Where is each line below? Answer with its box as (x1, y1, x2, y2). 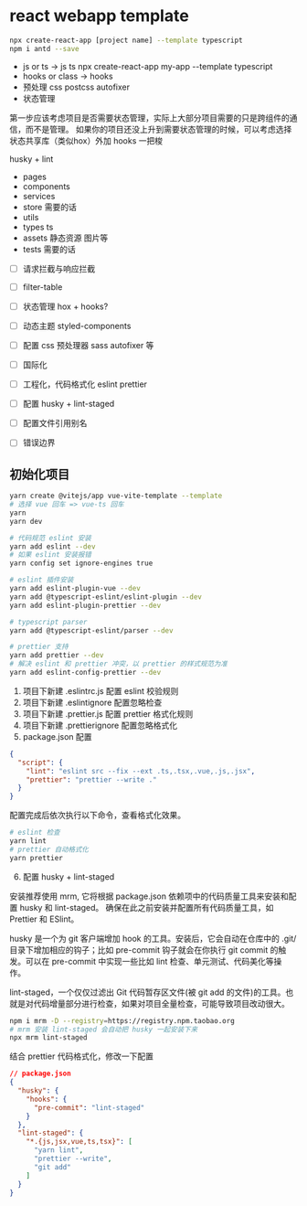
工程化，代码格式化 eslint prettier (22, 379, 148, 390)
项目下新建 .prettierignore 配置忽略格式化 (22, 720, 178, 731)
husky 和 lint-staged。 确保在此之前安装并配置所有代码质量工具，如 (19, 902, 274, 913)
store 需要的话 (22, 201, 78, 212)
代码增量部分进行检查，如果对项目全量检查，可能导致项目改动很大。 (33, 998, 290, 1009)
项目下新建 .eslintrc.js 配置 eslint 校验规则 (22, 685, 179, 696)
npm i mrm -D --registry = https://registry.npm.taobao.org (9, 1016, 235, 1025)
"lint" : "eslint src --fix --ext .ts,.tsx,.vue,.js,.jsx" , (26, 766, 256, 775)
